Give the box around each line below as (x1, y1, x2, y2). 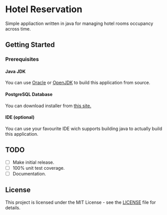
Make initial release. (12, 159, 55, 165)
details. (5, 204, 21, 210)
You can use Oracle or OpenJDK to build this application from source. (5, 80, 151, 86)
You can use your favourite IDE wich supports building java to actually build (5, 126, 162, 132)
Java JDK (5, 68, 26, 74)
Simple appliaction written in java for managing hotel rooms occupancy (5, 20, 153, 26)
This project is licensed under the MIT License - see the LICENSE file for (5, 199, 156, 205)
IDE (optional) (5, 114, 35, 120)
